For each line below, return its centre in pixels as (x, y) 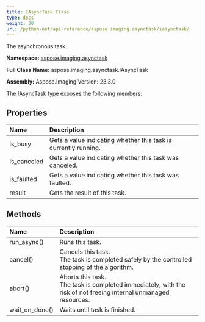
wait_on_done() (31, 310)
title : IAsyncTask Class (38, 12)
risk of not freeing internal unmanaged (114, 292)
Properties (27, 113)
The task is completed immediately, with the (123, 284)
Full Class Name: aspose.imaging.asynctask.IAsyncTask (77, 70)
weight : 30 (20, 23)
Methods (24, 214)
